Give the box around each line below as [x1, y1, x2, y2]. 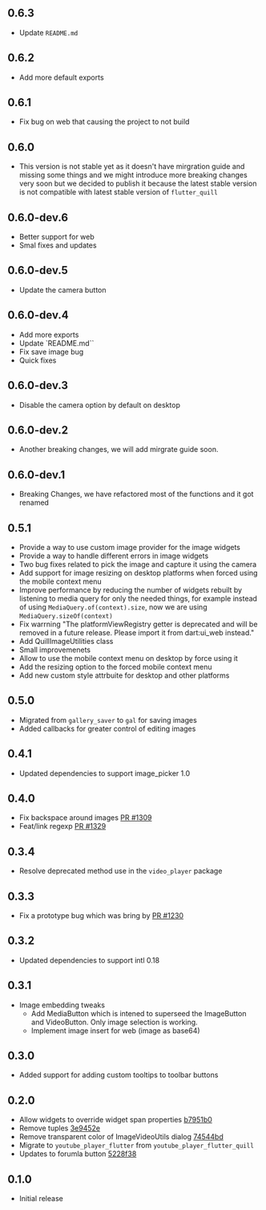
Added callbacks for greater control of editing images [18, 724, 196, 733]
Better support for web [18, 232, 95, 242]
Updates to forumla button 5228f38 [18, 1149, 137, 1159]
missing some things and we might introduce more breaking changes [18, 170, 248, 180]
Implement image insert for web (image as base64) [30, 1025, 201, 1036]
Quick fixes [18, 355, 57, 365]
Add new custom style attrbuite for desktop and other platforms [18, 671, 230, 680]
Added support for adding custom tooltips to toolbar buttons [18, 1070, 219, 1080]
